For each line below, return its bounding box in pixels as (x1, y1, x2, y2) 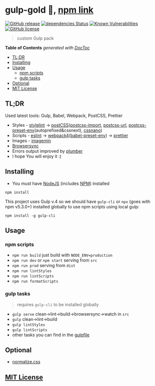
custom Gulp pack (17, 35, 54, 41)
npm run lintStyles (12, 269, 52, 273)
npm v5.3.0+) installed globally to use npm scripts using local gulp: (5, 204, 140, 209)
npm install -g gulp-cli (5, 213, 56, 218)
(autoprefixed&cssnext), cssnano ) (34, 127, 102, 133)
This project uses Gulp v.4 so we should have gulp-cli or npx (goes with (5, 198, 151, 204)
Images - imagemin (12, 137, 51, 143)
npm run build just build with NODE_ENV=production (12, 252, 113, 258)
